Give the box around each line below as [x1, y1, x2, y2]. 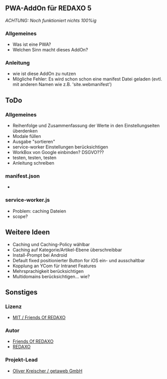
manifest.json [5, 173, 40, 180]
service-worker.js [5, 196, 50, 203]
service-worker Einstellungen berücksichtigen [12, 144, 108, 150]
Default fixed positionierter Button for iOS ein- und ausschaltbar [12, 257, 145, 263]
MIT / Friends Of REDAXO [12, 315, 66, 321]
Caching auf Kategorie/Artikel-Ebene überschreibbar [12, 247, 122, 253]
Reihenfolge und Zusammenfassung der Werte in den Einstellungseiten [12, 123, 160, 129]
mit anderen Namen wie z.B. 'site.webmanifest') [12, 82, 112, 88]
